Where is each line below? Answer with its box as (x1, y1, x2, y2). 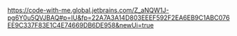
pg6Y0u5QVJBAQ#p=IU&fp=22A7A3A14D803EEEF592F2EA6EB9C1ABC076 (7, 13, 230, 22)
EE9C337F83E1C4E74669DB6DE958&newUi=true (7, 21, 154, 29)
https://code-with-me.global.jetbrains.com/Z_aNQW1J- (7, 6, 169, 14)
